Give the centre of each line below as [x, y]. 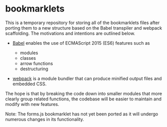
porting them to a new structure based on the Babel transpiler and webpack [84, 28]
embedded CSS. [29, 84]
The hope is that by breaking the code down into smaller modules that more [84, 93]
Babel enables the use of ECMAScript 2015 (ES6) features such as [81, 43]
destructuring [34, 69]
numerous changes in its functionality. [45, 119]
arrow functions [36, 63]
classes [28, 58]
